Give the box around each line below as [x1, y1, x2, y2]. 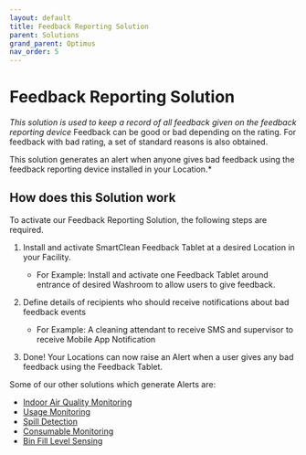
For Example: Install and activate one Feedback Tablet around [36, 269, 269, 280]
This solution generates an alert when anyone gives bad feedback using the [9, 154, 295, 165]
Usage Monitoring [22, 406, 91, 417]
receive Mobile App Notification [36, 333, 156, 344]
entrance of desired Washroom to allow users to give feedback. [36, 279, 276, 290]
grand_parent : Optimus [9, 38, 96, 48]
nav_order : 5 [9, 48, 59, 57]
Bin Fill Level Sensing [22, 435, 103, 446]
